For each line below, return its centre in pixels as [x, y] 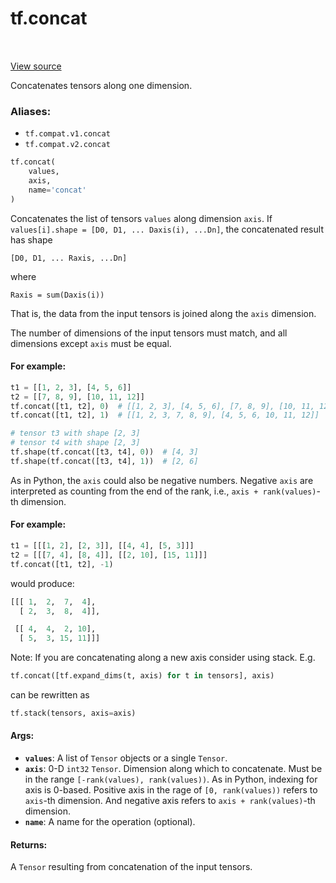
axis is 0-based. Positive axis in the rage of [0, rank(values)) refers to [171, 790]
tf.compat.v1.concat [67, 134]
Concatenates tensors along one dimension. [101, 85]
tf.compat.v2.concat [67, 145]
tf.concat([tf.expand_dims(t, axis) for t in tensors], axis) [142, 676]
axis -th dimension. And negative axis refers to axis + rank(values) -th [170, 801]
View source [36, 66]
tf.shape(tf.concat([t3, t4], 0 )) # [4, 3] [104, 452]
